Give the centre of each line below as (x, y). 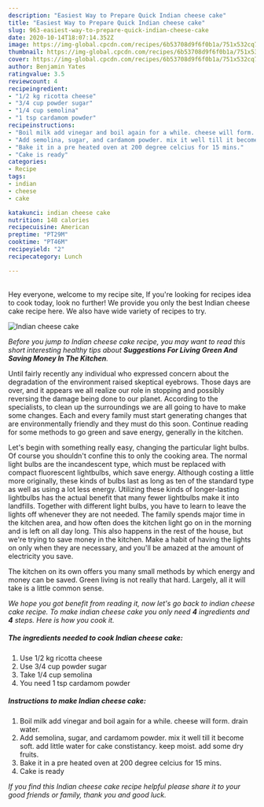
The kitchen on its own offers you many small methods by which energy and (132, 571)
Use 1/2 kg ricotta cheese (61, 657)
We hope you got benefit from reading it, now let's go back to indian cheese (132, 603)
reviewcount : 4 (33, 81)
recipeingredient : (38, 89)
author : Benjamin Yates (47, 67)
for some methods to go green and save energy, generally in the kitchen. (126, 432)
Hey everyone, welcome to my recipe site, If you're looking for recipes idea (130, 294)
